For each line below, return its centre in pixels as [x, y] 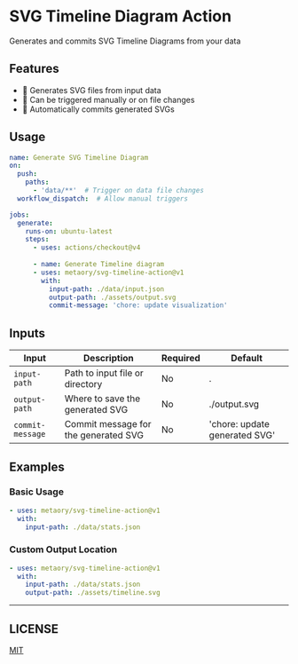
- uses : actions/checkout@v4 [86, 248]
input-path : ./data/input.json [106, 289]
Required [181, 359]
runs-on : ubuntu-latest [69, 231]
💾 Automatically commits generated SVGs [98, 109]
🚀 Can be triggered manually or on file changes [108, 99]
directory [83, 384]
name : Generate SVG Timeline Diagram [79, 157]
